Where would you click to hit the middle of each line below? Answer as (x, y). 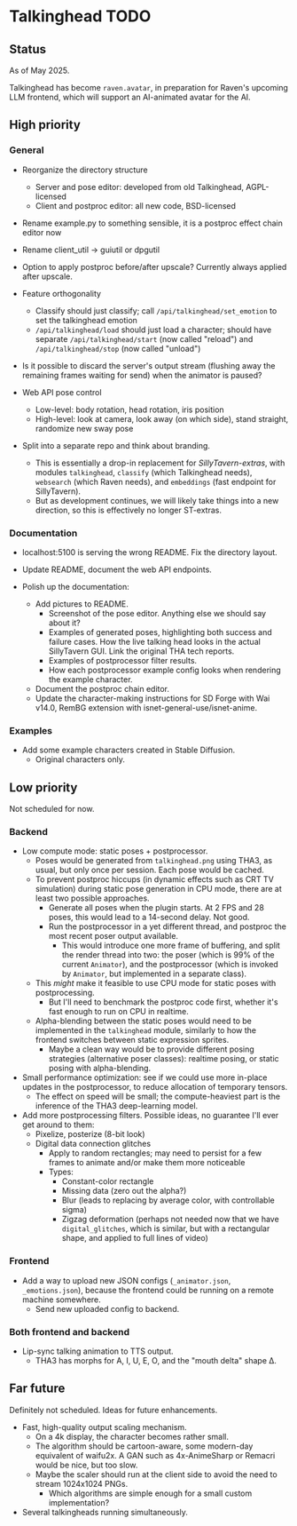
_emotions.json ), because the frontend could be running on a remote (148, 1290)
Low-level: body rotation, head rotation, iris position (129, 409)
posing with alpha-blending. (100, 1069)
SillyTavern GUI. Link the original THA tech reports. (141, 651)
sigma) (74, 1210)
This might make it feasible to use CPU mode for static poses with (156, 983)
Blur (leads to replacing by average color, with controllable (168, 1200)
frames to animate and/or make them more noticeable (147, 1163)
